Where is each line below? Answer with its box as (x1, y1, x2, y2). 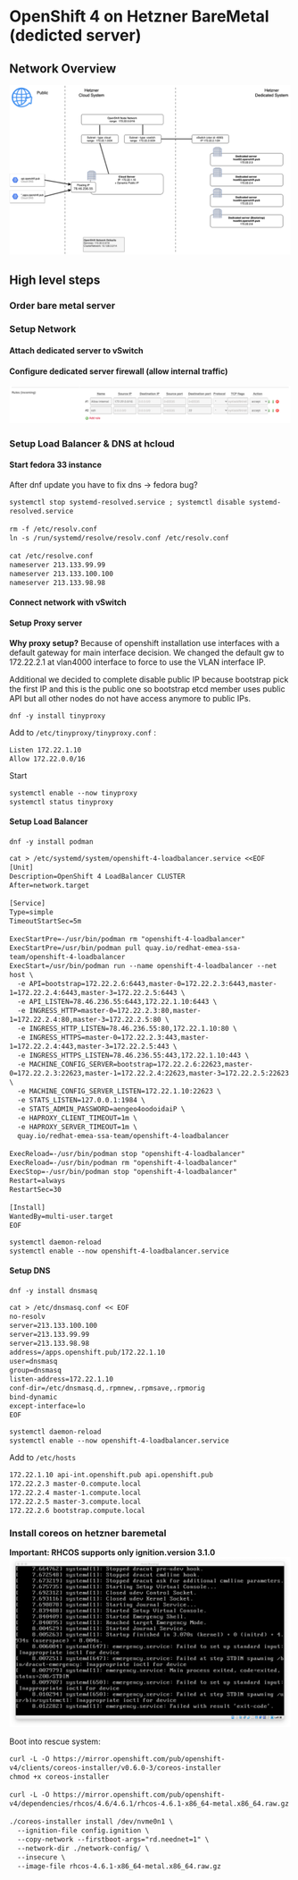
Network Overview (9, 61, 117, 76)
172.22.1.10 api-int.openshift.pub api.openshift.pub (9, 1470, 214, 1479)
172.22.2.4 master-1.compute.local (9, 1488, 142, 1497)
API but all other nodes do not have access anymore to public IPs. (9, 693, 252, 703)
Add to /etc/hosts (9, 1451, 77, 1462)
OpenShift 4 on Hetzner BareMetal (9, 6, 269, 27)
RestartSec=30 (9, 1185, 62, 1194)
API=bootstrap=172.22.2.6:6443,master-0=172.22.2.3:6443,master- (29, 979, 277, 988)
